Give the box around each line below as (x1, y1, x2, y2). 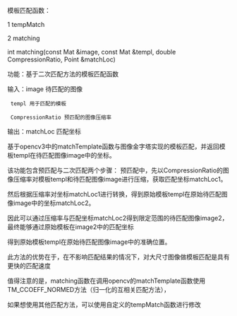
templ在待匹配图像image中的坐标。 (13, 151, 116, 159)
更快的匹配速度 (7, 262, 51, 270)
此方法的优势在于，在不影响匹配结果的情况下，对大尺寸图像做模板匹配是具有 (7, 253, 230, 261)
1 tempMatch (7, 21, 45, 28)
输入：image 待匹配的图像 (7, 85, 83, 93)
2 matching (7, 34, 40, 42)
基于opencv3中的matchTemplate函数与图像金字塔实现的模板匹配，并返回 (7, 142, 220, 151)
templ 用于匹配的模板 (10, 100, 67, 107)
